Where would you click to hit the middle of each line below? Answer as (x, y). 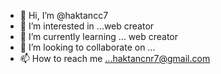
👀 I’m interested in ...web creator (87, 26)
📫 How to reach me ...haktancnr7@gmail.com (115, 58)
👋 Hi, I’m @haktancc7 (64, 15)
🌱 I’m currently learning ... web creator (99, 36)
